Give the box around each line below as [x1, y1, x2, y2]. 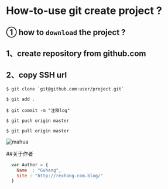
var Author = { [11, 162, 49, 167]
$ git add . [6, 96, 35, 102]
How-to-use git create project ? [6, 4, 162, 17]
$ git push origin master [6, 118, 69, 124]
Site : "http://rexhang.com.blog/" [16, 173, 104, 178]
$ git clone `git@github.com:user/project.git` [6, 86, 125, 92]
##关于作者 [6, 150, 33, 157]
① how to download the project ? [6, 27, 126, 37]
